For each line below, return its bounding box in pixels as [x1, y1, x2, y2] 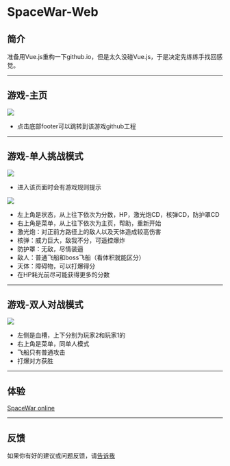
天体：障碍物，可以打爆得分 [16, 261, 96, 270]
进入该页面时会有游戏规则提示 [16, 183, 101, 191]
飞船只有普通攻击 [16, 348, 66, 357]
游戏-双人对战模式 [7, 299, 84, 311]
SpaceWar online [7, 404, 55, 412]
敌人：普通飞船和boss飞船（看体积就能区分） [16, 253, 145, 261]
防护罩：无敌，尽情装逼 [16, 244, 84, 253]
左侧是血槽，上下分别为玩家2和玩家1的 [16, 331, 126, 340]
